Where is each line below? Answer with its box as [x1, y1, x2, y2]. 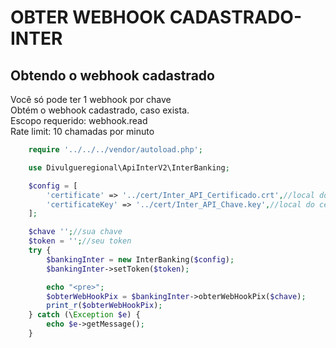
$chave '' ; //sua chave [28, 227, 123, 237]
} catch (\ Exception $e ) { [28, 310, 141, 320]
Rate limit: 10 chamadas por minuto [10, 126, 155, 137]
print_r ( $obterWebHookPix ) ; [46, 301, 163, 311]
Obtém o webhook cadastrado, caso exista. [10, 104, 190, 116]
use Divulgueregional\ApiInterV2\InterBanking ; [28, 162, 230, 173]
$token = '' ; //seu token [28, 236, 132, 246]
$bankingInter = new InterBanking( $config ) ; [46, 254, 235, 265]
